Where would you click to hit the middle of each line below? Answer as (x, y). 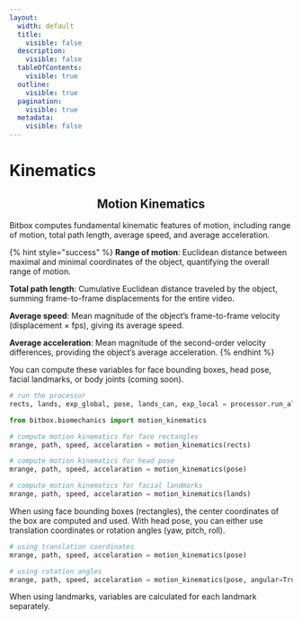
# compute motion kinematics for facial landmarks (106, 486)
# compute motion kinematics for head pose (92, 461)
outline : (34, 84)
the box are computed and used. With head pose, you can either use (136, 520)
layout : (24, 18)
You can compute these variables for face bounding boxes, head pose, (141, 370)
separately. (30, 607)
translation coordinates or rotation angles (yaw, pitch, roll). (117, 530)
